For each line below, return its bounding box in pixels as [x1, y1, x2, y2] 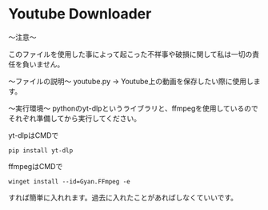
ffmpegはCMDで [8, 161, 63, 171]
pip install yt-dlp [8, 146, 74, 155]
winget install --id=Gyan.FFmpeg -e [8, 177, 130, 185]
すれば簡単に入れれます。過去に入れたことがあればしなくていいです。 [8, 192, 238, 202]
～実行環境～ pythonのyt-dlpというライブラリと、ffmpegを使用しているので [8, 103, 258, 113]
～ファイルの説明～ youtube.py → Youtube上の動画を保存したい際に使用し [8, 76, 254, 86]
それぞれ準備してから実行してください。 [8, 113, 142, 123]
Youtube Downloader [8, 5, 152, 23]
